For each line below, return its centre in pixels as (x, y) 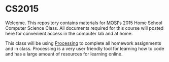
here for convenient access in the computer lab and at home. (69, 33)
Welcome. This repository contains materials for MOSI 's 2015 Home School (84, 23)
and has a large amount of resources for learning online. (64, 54)
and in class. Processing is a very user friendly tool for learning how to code (85, 48)
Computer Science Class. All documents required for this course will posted (84, 28)
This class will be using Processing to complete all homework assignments (83, 43)
